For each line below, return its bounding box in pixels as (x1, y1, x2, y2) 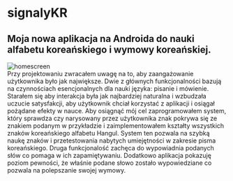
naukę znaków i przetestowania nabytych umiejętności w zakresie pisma (7, 136, 216, 145)
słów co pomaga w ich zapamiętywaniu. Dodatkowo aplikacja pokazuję (7, 152, 211, 159)
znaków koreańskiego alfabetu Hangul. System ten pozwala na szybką (7, 129, 211, 137)
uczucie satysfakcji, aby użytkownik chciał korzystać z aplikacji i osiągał (7, 99, 215, 108)
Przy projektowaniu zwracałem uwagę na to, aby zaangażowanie (7, 70, 194, 78)
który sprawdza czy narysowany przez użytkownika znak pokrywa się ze (7, 114, 218, 122)
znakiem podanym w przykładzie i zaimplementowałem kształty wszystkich (7, 122, 225, 130)
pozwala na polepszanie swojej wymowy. (7, 166, 126, 174)
